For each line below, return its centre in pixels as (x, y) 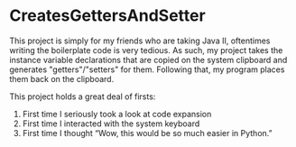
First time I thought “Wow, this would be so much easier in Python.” (147, 133)
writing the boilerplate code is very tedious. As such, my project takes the (146, 50)
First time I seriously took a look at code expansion (117, 114)
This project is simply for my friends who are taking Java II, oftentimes (140, 41)
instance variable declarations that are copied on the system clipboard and (148, 60)
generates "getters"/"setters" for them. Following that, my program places (147, 69)
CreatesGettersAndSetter (107, 16)
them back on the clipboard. (62, 78)
